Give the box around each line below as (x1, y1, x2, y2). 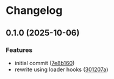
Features (5, 46, 33, 54)
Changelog (5, 4, 63, 17)
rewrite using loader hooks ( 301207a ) (14, 66, 109, 73)
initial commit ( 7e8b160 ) (14, 59, 75, 66)
